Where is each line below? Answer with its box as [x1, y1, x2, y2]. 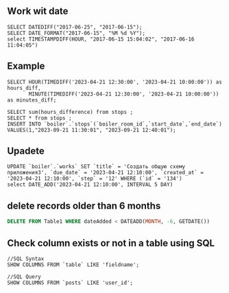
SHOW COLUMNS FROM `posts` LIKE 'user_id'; [7, 279, 134, 286]
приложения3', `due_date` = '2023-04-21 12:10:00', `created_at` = [7, 169, 204, 176]
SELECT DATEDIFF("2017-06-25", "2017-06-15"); [7, 23, 143, 30]
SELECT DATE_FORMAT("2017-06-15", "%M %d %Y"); [7, 30, 146, 36]
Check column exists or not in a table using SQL [7, 237, 215, 249]
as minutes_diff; [7, 96, 57, 104]
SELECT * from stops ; [7, 115, 72, 121]
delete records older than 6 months [7, 200, 161, 211]
